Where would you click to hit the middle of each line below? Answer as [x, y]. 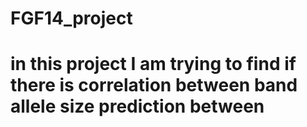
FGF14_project [71, 18]
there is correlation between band [154, 85]
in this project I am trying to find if [153, 64]
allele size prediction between [137, 106]
